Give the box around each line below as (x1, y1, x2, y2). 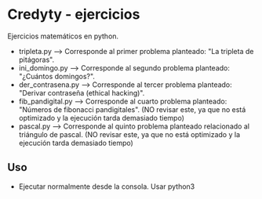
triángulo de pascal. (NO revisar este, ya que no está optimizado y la (18, 129, 241, 139)
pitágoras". (18, 55, 55, 64)
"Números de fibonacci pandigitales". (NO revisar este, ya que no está (18, 104, 246, 114)
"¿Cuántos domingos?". (18, 71, 96, 81)
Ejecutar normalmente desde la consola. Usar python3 (18, 182, 195, 191)
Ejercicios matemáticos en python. (7, 31, 119, 41)
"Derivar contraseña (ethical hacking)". (18, 88, 145, 97)
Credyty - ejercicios (7, 5, 140, 24)
